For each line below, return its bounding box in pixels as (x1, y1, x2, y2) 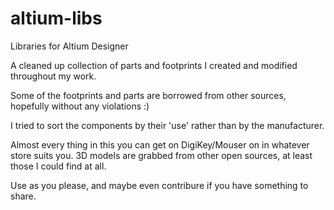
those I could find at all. (10, 160, 107, 172)
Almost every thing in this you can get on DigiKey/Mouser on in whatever (10, 138, 310, 151)
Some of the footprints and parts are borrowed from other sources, (10, 89, 287, 101)
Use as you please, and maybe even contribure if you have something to (10, 179, 309, 191)
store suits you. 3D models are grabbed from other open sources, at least (10, 149, 313, 161)
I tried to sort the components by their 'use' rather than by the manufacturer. (10, 119, 325, 131)
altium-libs (10, 7, 103, 30)
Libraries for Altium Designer (10, 40, 129, 52)
